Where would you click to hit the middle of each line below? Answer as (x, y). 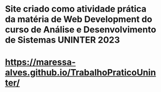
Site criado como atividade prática (76, 9)
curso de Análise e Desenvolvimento (81, 30)
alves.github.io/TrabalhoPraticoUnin (80, 73)
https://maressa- (40, 62)
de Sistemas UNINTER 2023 (63, 40)
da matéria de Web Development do (79, 19)
